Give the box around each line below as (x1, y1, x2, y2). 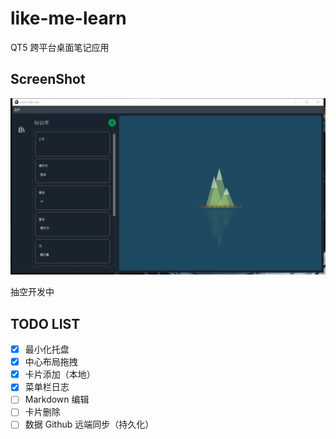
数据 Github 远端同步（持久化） (24, 418, 155, 431)
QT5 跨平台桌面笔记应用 (10, 41, 110, 53)
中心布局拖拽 (24, 356, 78, 368)
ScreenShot (10, 71, 86, 88)
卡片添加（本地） (24, 368, 96, 381)
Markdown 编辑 (24, 393, 90, 406)
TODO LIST (10, 315, 81, 332)
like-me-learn (10, 7, 127, 30)
